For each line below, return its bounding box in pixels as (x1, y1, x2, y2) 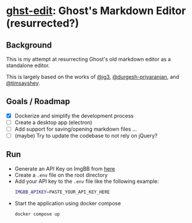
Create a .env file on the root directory (14, 171, 108, 178)
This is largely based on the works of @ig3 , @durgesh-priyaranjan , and (6, 74, 180, 80)
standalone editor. (6, 62, 50, 69)
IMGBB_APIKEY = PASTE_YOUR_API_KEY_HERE (14, 189, 110, 195)
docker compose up (14, 211, 60, 217)
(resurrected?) (6, 16, 80, 30)
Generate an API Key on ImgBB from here (14, 165, 115, 172)
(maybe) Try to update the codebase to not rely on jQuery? (14, 132, 158, 139)
